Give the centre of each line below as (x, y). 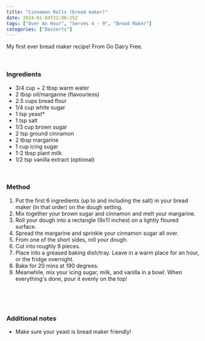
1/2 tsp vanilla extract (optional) (55, 159)
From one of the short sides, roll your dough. (72, 239)
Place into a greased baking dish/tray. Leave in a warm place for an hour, (107, 253)
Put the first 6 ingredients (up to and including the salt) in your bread (102, 201)
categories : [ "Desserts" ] (39, 29)
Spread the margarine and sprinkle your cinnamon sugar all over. (97, 233)
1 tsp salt (26, 120)
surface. (26, 226)
